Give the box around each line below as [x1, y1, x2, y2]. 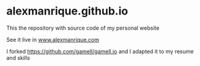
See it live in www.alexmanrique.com [6, 36, 100, 43]
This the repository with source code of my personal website [6, 24, 160, 31]
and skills [6, 54, 31, 61]
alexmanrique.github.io [6, 4, 128, 18]
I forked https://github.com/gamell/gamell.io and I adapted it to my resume [6, 47, 194, 55]
